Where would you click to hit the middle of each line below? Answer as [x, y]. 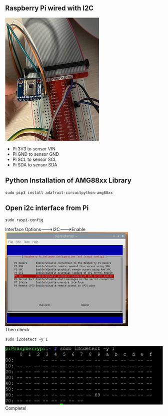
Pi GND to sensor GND [35, 154]
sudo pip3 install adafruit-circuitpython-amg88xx [59, 192]
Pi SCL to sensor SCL [34, 159]
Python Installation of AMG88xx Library [68, 181]
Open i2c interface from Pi [47, 208]
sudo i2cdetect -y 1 [27, 340]
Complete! [16, 408]
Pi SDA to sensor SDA [35, 164]
